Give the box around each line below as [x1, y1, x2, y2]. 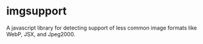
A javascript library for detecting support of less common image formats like [6, 24, 198, 31]
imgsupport [6, 4, 67, 18]
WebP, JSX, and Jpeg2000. [6, 30, 76, 37]
